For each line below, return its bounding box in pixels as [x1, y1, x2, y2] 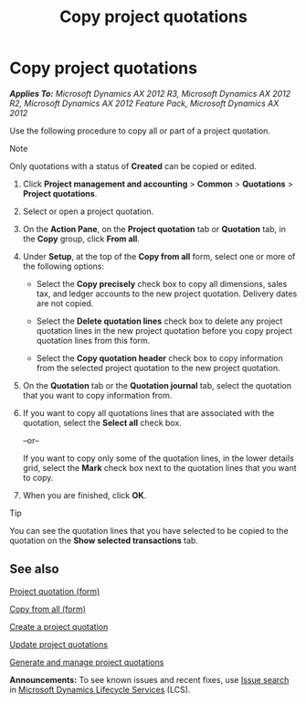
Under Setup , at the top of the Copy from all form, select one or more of [22, 251, 296, 261]
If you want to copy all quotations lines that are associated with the [22, 407, 275, 418]
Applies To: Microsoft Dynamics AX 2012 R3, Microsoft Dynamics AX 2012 [9, 88, 291, 99]
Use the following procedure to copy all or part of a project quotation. [9, 125, 271, 136]
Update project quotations [9, 638, 108, 650]
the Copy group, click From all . [22, 233, 140, 244]
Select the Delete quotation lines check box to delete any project [36, 315, 283, 326]
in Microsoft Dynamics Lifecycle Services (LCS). [9, 684, 191, 695]
